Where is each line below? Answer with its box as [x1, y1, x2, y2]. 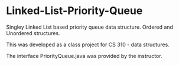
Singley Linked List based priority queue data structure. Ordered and [6, 23, 173, 30]
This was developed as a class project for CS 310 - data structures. [6, 41, 170, 48]
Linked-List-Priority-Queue [6, 4, 143, 18]
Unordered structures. [6, 29, 60, 36]
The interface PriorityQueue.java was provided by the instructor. [6, 52, 162, 59]
